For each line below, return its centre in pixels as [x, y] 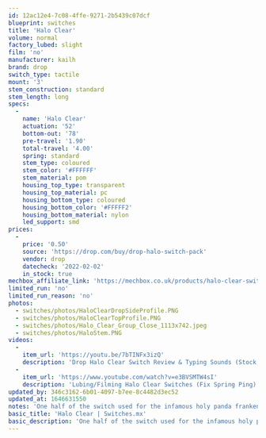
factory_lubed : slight [46, 45]
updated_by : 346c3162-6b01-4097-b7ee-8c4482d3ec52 [93, 392]
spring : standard [51, 156]
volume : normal [33, 38]
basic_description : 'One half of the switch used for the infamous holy [131, 421]
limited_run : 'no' [38, 289]
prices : [21, 230]
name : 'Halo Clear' [55, 119]
